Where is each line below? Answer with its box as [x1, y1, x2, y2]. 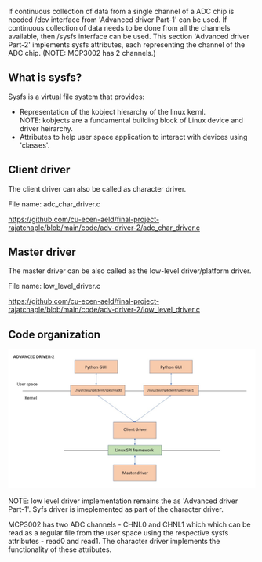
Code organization [8, 327, 100, 341]
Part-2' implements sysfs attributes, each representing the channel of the [8, 40, 246, 49]
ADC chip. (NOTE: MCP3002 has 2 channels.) [8, 49, 156, 57]
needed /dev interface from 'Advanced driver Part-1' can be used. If [8, 15, 227, 24]
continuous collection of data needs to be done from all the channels [8, 24, 231, 32]
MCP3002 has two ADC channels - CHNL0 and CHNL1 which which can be [8, 520, 251, 529]
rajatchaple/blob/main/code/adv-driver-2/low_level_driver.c [8, 305, 200, 315]
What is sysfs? [8, 71, 82, 85]
